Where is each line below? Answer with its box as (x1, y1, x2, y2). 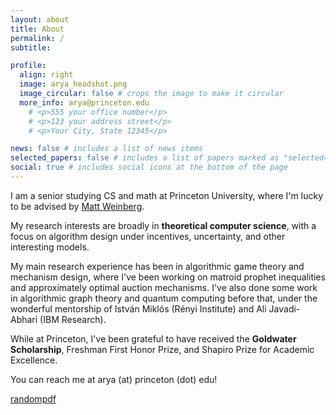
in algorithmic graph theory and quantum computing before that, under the (10, 292, 318, 304)
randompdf (10, 392, 57, 405)
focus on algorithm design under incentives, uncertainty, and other (10, 230, 286, 242)
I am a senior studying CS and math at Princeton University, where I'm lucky (10, 189, 324, 201)
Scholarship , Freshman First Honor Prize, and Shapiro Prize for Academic (10, 343, 315, 355)
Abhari (10, 313, 38, 325)
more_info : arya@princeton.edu (19, 97, 150, 108)
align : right (19, 70, 74, 80)
